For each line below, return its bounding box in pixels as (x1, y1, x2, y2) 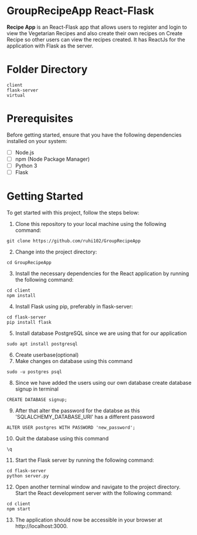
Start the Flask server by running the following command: (15, 456, 154, 463)
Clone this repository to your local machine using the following (15, 221, 167, 227)
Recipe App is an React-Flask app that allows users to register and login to (6, 23, 187, 31)
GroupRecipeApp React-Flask (6, 4, 154, 18)
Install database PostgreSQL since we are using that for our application (15, 330, 187, 337)
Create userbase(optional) (15, 351, 79, 358)
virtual (6, 92, 26, 98)
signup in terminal (15, 385, 59, 392)
